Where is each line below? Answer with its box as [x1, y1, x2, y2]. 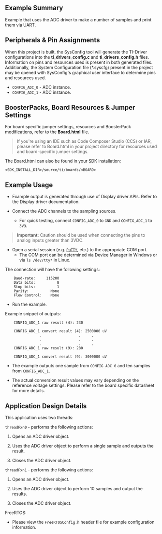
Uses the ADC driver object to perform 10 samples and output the [12, 486, 143, 492]
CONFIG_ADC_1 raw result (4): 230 [14, 320, 83, 325]
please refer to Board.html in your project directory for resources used [16, 143, 157, 150]
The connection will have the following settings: [5, 267, 100, 273]
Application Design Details [5, 402, 87, 410]
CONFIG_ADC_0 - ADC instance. [12, 84, 71, 90]
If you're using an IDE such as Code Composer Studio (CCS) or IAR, [16, 138, 152, 144]
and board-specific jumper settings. [16, 149, 88, 155]
